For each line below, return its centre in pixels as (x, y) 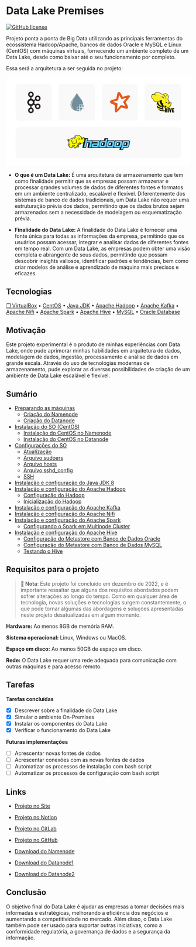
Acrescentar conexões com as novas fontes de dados (79, 760)
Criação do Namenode (50, 415)
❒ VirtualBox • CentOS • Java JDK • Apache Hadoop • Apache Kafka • (92, 306)
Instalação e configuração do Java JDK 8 (64, 483)
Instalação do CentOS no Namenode (67, 433)
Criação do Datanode (49, 420)
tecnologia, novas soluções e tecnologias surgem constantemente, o (103, 602)
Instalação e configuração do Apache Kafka (68, 508)
